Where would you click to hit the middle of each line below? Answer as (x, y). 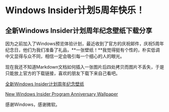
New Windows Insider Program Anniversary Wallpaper (62, 94)
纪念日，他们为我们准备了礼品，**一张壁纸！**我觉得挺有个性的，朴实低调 (83, 50)
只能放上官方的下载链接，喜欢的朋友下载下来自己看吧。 (63, 73)
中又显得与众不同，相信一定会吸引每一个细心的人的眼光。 (65, 56)
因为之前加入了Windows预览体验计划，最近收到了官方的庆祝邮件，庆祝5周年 (85, 44)
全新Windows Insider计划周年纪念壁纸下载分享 (79, 31)
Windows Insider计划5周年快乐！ (75, 10)
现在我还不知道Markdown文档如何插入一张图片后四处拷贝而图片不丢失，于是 (85, 67)
